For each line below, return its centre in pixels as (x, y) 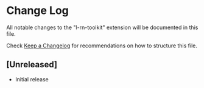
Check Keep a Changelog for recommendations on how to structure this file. (102, 46)
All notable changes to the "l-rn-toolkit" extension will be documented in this (102, 27)
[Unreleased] (32, 65)
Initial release (32, 79)
